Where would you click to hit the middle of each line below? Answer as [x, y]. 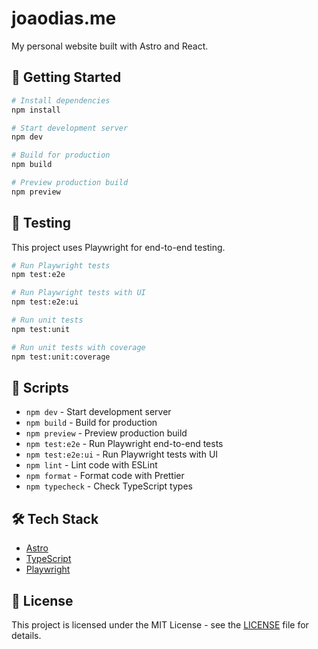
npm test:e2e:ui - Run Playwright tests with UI [122, 454]
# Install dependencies [61, 100]
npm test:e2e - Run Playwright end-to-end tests [124, 444]
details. [26, 635]
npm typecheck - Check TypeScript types [109, 486]
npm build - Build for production [91, 423]
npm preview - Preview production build [106, 433]
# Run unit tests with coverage [78, 347]
